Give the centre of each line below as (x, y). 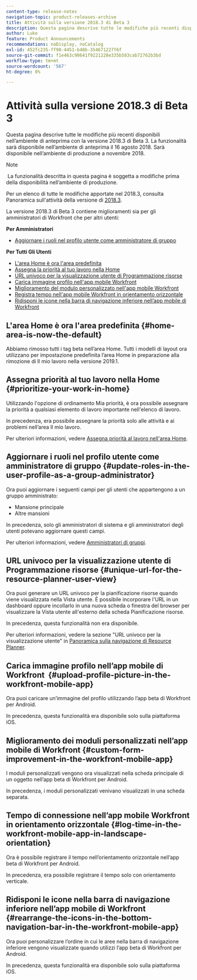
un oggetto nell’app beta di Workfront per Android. (67, 780)
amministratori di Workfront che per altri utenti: (63, 218)
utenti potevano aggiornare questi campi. (56, 531)
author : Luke (22, 34)
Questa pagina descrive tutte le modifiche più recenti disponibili (83, 135)
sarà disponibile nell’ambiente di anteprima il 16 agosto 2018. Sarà (86, 147)
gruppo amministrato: (32, 496)
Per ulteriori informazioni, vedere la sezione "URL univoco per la (84, 635)
